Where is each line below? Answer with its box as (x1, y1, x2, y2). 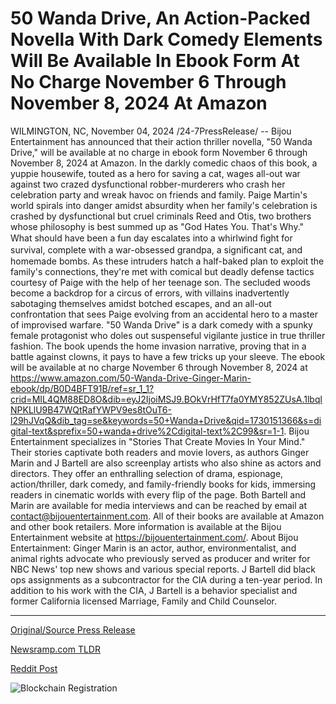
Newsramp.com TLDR (10, 643, 101, 655)
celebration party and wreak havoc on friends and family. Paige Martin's (10, 188, 308, 201)
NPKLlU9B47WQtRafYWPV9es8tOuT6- (10, 403, 172, 416)
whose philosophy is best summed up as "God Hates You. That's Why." (10, 220, 305, 232)
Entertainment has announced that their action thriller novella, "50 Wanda (10, 135, 313, 147)
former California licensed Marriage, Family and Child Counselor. (10, 595, 278, 607)
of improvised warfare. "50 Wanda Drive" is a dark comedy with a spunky (10, 318, 313, 331)
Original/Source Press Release (10, 623, 136, 636)
